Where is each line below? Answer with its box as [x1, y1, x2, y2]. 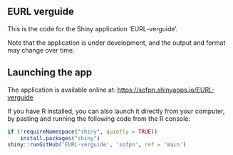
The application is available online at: [7, 85, 116, 94]
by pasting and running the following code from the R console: [7, 114, 191, 123]
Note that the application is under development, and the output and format [7, 38, 226, 47]
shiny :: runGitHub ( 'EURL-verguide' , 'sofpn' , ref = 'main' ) [7, 141, 187, 149]
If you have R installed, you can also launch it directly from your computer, [7, 107, 225, 115]
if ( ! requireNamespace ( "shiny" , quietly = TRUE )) [7, 128, 158, 135]
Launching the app [7, 67, 93, 79]
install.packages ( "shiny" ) [20, 134, 100, 141]
